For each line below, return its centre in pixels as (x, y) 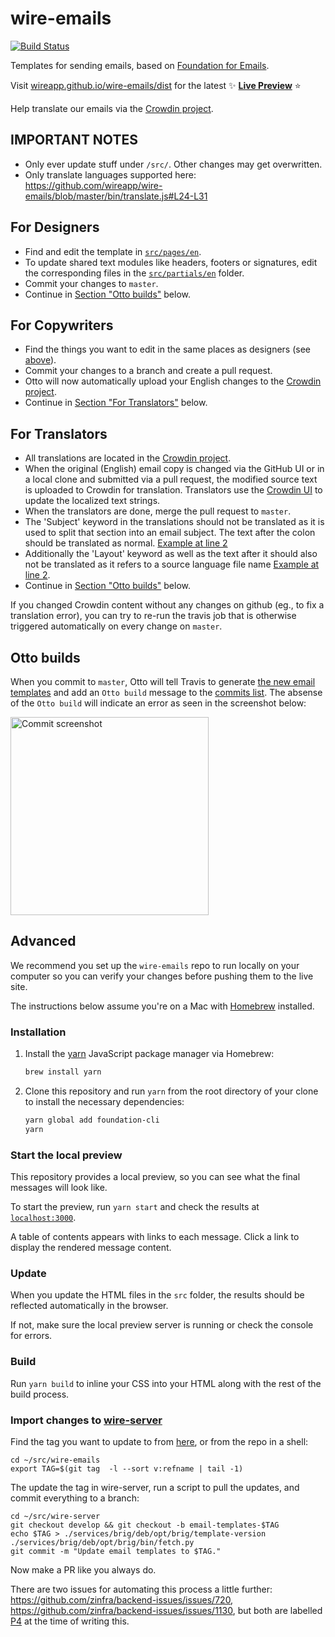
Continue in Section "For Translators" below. (116, 403)
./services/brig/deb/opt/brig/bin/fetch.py (102, 1542)
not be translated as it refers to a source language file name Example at (172, 564)
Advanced (43, 941)
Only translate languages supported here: (110, 174)
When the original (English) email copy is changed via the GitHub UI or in (174, 469)
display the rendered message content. (91, 1248)
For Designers (55, 227)
